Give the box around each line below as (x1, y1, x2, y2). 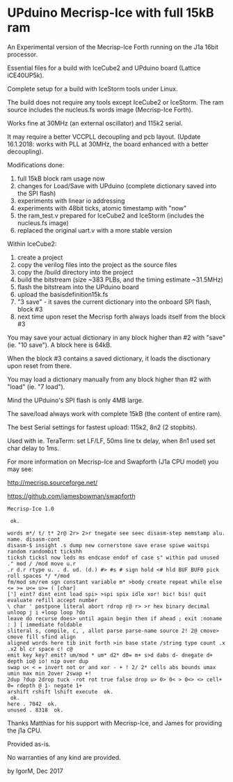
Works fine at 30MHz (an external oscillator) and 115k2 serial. (7, 118, 183, 127)
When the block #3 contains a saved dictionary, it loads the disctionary (7, 354, 211, 362)
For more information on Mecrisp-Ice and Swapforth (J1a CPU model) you (7, 457, 219, 466)
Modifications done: (7, 160, 65, 169)
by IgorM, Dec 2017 (7, 767, 64, 775)
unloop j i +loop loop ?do (7, 608, 86, 616)
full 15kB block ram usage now (17, 174, 106, 183)
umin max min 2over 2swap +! (7, 670, 92, 677)
